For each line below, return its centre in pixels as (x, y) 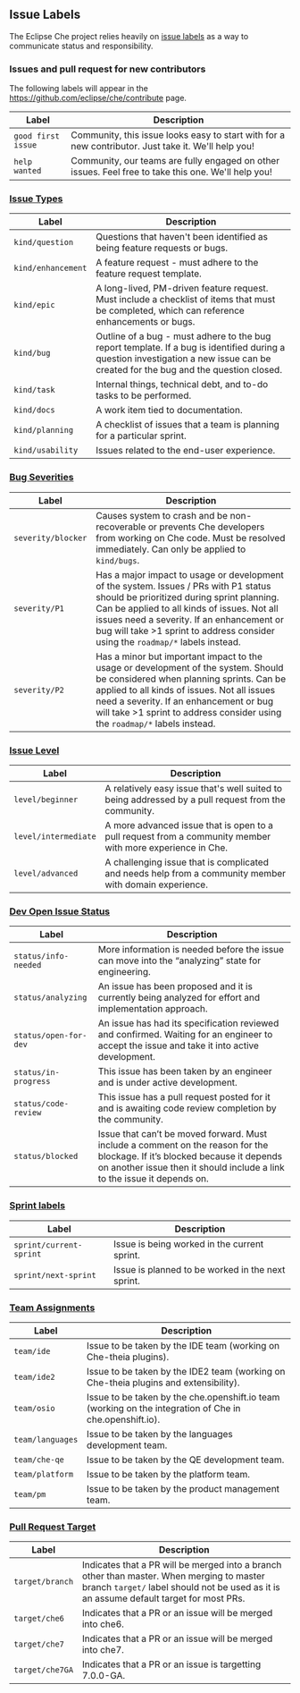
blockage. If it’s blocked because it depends (190, 1156)
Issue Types (36, 199)
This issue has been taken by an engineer (185, 1071)
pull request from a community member (188, 837)
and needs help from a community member (196, 873)
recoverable (121, 527)
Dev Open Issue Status (60, 911)
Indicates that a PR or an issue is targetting (171, 1664)
